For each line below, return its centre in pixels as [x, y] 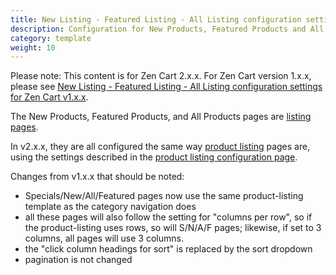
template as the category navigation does [110, 207]
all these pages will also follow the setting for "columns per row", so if [168, 217]
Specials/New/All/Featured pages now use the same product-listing [164, 196]
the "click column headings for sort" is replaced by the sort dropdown [168, 249]
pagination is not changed [78, 260]
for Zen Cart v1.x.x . [49, 97]
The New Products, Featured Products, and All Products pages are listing [161, 117]
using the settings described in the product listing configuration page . [154, 157]
